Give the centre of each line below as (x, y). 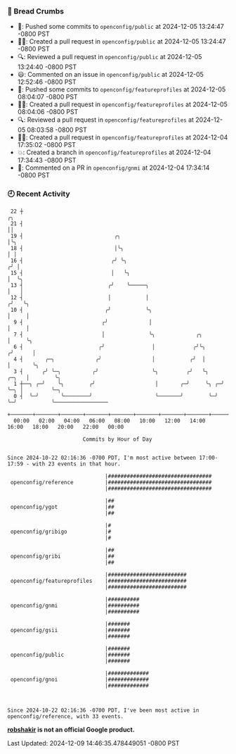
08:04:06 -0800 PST (48, 112)
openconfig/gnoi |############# (80, 679)
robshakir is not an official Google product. (71, 729)
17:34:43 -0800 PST (47, 161)
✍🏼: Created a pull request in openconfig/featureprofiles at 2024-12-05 (123, 104)
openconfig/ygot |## (62, 507)
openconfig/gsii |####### (70, 630)
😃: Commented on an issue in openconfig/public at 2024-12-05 (110, 75)
